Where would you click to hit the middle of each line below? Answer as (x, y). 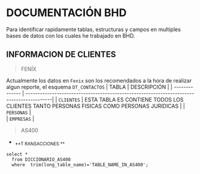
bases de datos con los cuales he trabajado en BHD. (71, 35)
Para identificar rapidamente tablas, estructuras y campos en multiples (93, 29)
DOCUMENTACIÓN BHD (66, 13)
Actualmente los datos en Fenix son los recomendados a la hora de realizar (99, 80)
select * (17, 154)
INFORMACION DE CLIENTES (61, 55)
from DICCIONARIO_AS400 (41, 159)
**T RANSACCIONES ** (40, 144)
